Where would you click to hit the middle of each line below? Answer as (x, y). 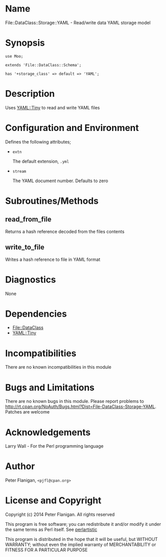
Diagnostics (31, 280)
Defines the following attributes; (38, 142)
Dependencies (36, 314)
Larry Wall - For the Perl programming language (54, 446)
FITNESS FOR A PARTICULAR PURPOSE (46, 550)
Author (20, 466)
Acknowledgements (48, 432)
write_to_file (25, 247)
